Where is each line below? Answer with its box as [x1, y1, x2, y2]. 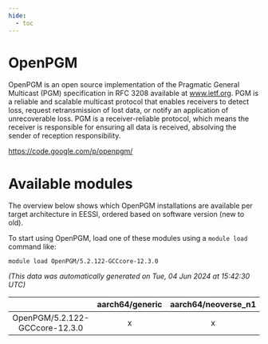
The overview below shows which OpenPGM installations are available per [8, 201, 253, 210]
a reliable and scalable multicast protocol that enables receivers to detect [8, 97, 250, 106]
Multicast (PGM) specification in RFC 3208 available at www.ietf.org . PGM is [8, 89, 259, 98]
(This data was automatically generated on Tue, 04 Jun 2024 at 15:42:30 [8, 271, 250, 281]
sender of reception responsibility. [8, 131, 121, 141]
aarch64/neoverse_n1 [170, 299, 257, 310]
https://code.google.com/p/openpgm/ [8, 146, 133, 156]
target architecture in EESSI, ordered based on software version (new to [8, 210, 245, 219]
